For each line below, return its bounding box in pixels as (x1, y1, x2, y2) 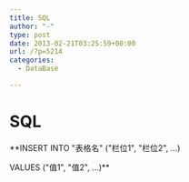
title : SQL (9, 13, 51, 23)
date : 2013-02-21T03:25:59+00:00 (9, 38, 136, 48)
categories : (9, 56, 55, 65)
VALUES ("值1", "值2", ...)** (9, 161, 111, 173)
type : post (9, 30, 51, 39)
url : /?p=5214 (9, 47, 64, 56)
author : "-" (9, 22, 55, 31)
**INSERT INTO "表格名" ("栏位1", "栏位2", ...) (9, 142, 181, 153)
